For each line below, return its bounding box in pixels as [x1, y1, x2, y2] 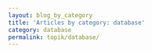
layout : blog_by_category [8, 11, 92, 19]
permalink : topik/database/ [8, 33, 100, 41]
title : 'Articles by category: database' [8, 19, 146, 26]
